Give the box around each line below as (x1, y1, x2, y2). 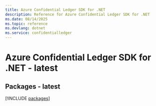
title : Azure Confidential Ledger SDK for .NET (5, 7, 106, 12)
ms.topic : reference (5, 21, 48, 26)
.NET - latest (5, 63, 58, 74)
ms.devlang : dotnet (5, 26, 46, 31)
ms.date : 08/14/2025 (5, 16, 48, 21)
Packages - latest (5, 82, 61, 91)
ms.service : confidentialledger (5, 30, 72, 35)
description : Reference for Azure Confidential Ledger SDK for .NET (5, 12, 150, 17)
